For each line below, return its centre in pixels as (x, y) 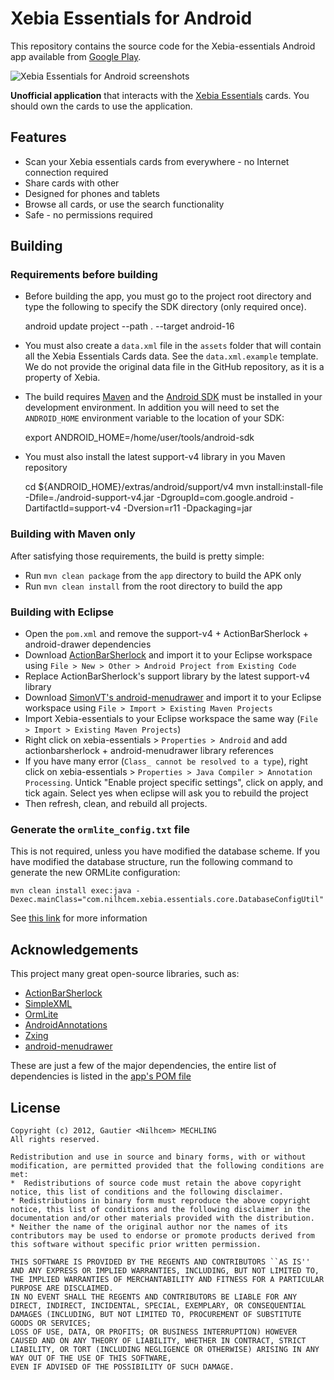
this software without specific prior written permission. (136, 1244)
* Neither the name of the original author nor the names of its (149, 1227)
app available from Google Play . (76, 56)
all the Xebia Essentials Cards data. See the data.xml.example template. (171, 356)
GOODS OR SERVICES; (51, 1323)
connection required (66, 172)
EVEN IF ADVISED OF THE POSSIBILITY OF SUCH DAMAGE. (122, 1367)
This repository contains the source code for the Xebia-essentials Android (163, 46)
